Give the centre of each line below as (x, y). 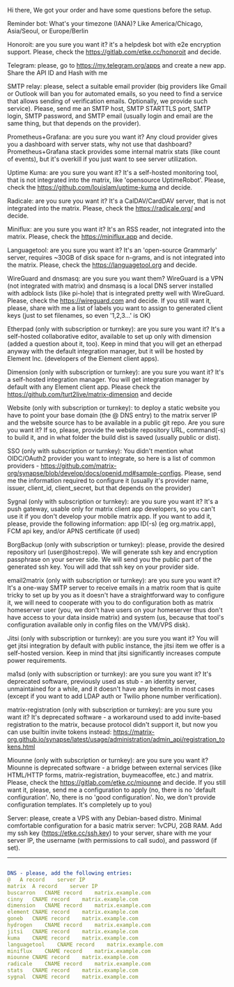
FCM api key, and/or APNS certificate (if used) (74, 531)
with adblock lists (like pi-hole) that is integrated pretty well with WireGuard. (116, 293)
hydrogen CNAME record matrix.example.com (79, 925)
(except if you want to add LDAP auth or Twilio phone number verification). (114, 696)
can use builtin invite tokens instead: (60, 732)
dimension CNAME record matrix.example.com (79, 905)
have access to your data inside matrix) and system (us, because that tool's (116, 617)
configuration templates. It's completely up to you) (80, 805)
